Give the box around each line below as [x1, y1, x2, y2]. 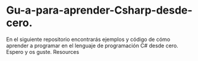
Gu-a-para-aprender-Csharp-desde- [6, 4, 193, 17]
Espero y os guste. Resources [6, 48, 79, 55]
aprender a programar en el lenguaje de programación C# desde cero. [6, 42, 178, 49]
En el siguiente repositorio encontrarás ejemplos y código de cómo [6, 36, 171, 43]
